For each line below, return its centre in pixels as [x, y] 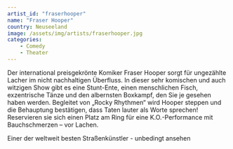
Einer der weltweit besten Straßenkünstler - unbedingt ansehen [99, 138]
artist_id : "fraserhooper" [47, 14]
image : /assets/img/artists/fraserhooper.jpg [75, 33]
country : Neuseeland [38, 27]
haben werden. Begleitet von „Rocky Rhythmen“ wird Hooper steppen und [114, 102]
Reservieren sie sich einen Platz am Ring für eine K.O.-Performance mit [110, 117]
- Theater [34, 53]
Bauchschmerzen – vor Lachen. [53, 125]
